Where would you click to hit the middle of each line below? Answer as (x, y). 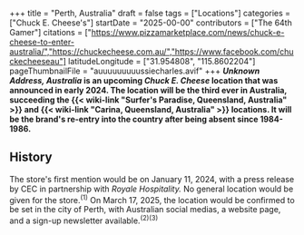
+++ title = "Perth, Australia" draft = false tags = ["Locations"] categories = (150, 13)
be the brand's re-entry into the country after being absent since (134, 119)
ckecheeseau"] (38, 61)
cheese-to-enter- (42, 42)
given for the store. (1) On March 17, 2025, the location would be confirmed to (152, 199)
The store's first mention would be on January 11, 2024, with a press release (152, 179)
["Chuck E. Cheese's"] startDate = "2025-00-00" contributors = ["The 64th (151, 23)
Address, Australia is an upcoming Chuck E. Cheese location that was (144, 80)
